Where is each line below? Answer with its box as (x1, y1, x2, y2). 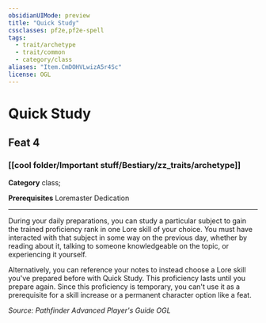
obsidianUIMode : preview (8, 11, 90, 20)
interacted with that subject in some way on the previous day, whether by (8, 233, 248, 242)
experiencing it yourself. (8, 249, 87, 259)
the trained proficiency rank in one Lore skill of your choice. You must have (8, 224, 253, 234)
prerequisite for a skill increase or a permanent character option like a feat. (8, 290, 252, 299)
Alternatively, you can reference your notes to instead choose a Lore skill (8, 264, 247, 274)
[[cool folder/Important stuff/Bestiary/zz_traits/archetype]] (8, 160, 241, 171)
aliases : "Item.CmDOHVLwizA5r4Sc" (8, 63, 123, 71)
